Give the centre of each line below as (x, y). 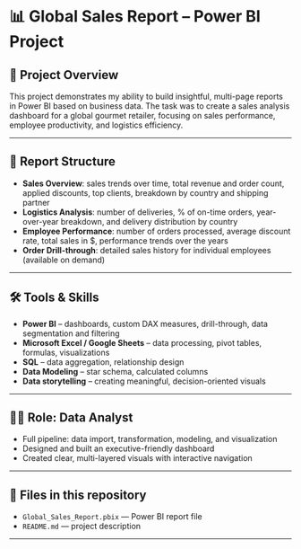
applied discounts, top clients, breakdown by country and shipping (145, 192)
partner (36, 202)
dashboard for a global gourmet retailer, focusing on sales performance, (142, 115)
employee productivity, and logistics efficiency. (96, 125)
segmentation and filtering (71, 333)
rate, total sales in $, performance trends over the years (125, 240)
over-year (40, 221)
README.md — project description (82, 527)
